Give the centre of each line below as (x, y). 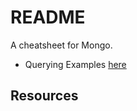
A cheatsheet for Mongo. (61, 45)
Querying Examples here (75, 64)
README (48, 17)
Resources (44, 96)
